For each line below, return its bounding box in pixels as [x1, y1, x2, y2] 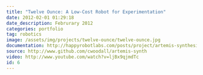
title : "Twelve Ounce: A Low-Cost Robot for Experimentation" [6, 8, 166, 15]
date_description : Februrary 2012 [6, 20, 94, 26]
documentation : [6, 43, 45, 49]
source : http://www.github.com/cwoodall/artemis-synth [6, 48, 147, 54]
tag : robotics [6, 31, 42, 37]
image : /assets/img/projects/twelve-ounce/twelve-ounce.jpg [6, 37, 161, 43]
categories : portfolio [6, 25, 63, 32]
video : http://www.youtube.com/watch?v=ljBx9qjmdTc [6, 54, 139, 60]
